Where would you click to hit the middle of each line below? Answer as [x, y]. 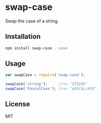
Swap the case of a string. [32, 21]
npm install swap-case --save [37, 48]
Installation [23, 37]
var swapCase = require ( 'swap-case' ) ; [45, 75]
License [18, 104]
